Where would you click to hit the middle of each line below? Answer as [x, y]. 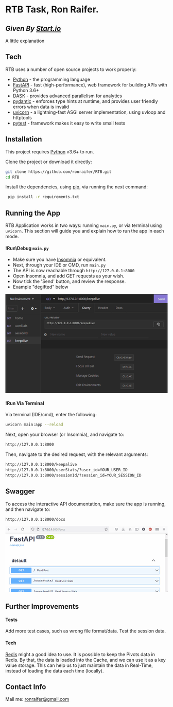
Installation [24, 139]
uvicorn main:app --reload [34, 425]
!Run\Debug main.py [27, 248]
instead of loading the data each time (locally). [55, 670]
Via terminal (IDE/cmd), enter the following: [51, 415]
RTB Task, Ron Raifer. [52, 10]
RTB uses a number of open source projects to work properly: [71, 69]
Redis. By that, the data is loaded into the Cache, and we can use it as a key [85, 660]
